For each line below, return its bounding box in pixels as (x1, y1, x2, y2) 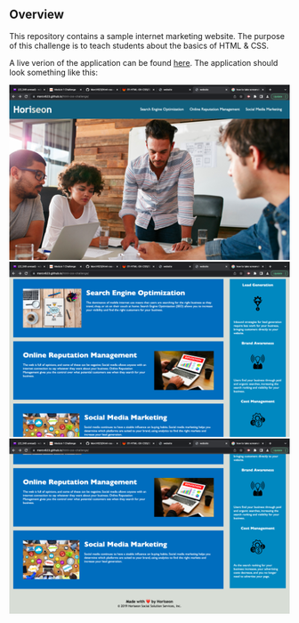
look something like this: (9, 67, 98, 77)
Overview (9, 7, 65, 22)
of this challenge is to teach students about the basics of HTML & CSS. (9, 40, 270, 51)
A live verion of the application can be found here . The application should (9, 57, 279, 68)
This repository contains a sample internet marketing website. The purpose (9, 30, 285, 41)
